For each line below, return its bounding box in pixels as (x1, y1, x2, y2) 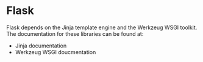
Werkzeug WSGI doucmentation (15, 48, 96, 55)
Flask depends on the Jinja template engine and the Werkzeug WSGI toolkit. (6, 24, 198, 31)
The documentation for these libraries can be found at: (6, 30, 144, 37)
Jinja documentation (15, 42, 67, 49)
